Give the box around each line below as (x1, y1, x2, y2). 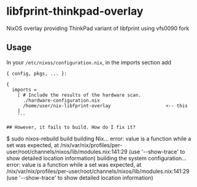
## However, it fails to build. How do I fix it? (6, 124, 136, 130)
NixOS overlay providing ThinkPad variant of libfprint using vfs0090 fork (6, 25, 190, 32)
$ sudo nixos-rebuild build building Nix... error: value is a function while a (6, 135, 191, 142)
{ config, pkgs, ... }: (6, 71, 68, 77)
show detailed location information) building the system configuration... (6, 155, 187, 162)
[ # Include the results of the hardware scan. (17, 92, 141, 98)
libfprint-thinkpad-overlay (6, 4, 144, 18)
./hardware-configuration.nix (22, 97, 100, 104)
